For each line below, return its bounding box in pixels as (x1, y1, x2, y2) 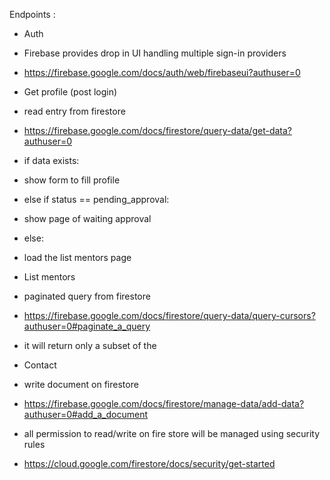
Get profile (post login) (23, 86, 118, 98)
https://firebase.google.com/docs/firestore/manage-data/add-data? (23, 398, 305, 409)
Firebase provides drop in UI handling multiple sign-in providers (23, 47, 287, 59)
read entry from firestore (23, 105, 126, 117)
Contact (23, 359, 57, 371)
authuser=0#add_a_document (23, 409, 149, 420)
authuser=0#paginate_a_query (23, 320, 151, 332)
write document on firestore (23, 379, 139, 390)
